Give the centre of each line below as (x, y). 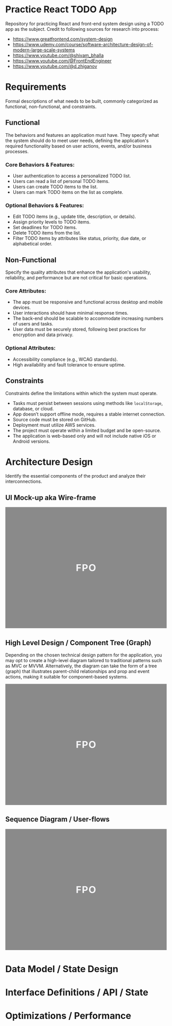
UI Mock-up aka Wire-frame (51, 497)
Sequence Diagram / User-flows (58, 819)
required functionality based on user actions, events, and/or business (79, 146)
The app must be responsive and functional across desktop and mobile (88, 302)
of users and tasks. (33, 324)
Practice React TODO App (61, 9)
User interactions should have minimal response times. (71, 313)
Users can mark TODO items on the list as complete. (68, 192)
